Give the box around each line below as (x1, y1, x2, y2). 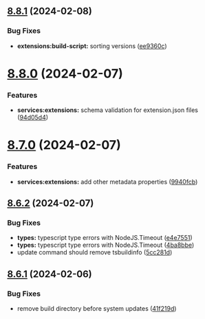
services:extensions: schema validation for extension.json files (17, 106, 198, 114)
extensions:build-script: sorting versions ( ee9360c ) (17, 41, 167, 50)
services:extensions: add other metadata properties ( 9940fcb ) (17, 177, 198, 186)
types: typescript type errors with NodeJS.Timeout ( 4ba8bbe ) (17, 241, 195, 250)
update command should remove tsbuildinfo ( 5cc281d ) (17, 248, 173, 256)
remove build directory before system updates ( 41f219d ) (17, 305, 177, 313)
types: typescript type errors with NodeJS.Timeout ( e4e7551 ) (17, 234, 193, 242)
